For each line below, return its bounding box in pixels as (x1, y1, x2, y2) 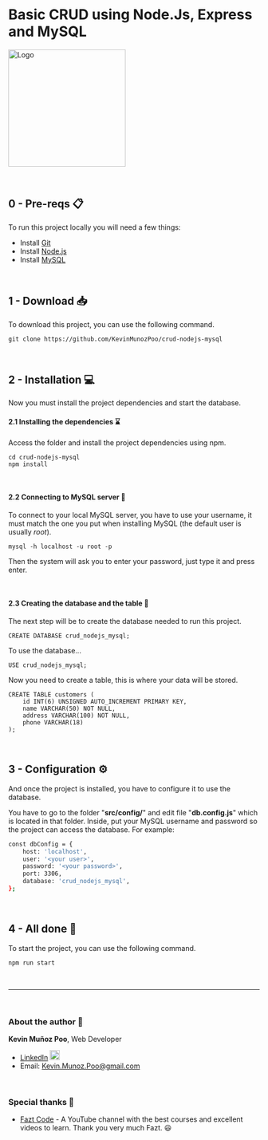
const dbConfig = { (8, 840, 73, 848)
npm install (8, 460, 48, 468)
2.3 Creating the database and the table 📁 (8, 598, 149, 608)
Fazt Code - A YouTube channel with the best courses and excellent (19, 1114, 243, 1124)
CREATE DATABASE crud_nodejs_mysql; (8, 632, 130, 640)
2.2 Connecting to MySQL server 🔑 (8, 492, 126, 502)
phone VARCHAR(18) (22, 718, 84, 727)
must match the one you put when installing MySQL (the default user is (8, 519, 242, 528)
